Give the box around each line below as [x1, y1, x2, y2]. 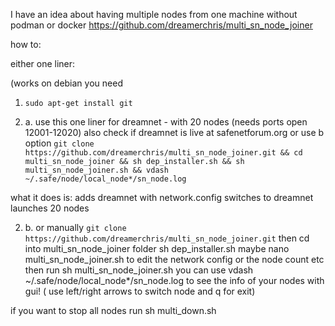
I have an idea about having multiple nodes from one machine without [10, 9, 298, 20]
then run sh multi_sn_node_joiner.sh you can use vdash [24, 264, 254, 276]
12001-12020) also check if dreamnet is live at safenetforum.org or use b [24, 127, 325, 138]
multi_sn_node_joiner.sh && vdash [24, 165, 169, 175]
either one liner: [10, 58, 76, 69]
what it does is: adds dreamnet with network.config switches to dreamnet [10, 192, 314, 203]
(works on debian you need [10, 77, 123, 89]
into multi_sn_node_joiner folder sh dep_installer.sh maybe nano [24, 243, 290, 254]
